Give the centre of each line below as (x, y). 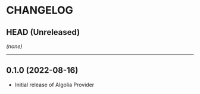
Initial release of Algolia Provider (54, 85)
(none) (14, 46)
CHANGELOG (40, 10)
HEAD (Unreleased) (43, 32)
